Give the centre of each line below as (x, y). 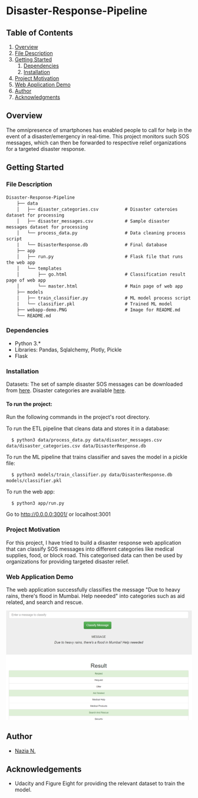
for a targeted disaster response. (46, 148)
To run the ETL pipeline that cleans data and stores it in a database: (88, 429)
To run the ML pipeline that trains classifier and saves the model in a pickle (97, 457)
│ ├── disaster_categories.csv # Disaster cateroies (97, 209)
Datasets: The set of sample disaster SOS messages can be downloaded (94, 384)
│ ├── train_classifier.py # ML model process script (104, 298)
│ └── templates (39, 268)
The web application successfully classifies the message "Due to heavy (93, 589)
